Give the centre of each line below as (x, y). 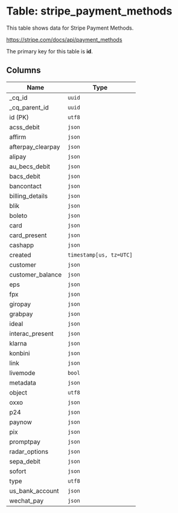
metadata (23, 382)
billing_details (29, 196)
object (18, 393)
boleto (18, 215)
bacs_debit (25, 176)
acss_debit (25, 127)
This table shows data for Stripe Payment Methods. (70, 28)
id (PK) (19, 117)
